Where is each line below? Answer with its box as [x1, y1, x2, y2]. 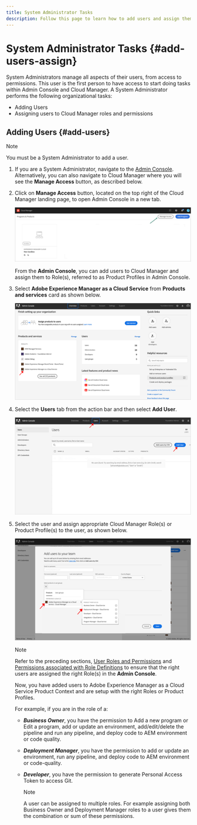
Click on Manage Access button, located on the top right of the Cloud [14, 189, 184, 197]
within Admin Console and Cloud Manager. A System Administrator [6, 86, 168, 94]
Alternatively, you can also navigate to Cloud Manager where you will [14, 172, 182, 179]
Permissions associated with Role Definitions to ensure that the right [14, 664, 180, 671]
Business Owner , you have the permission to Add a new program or [23, 717, 189, 724]
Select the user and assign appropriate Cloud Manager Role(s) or [14, 521, 172, 528]
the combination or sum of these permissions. [23, 812, 135, 819]
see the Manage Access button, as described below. [14, 178, 143, 185]
